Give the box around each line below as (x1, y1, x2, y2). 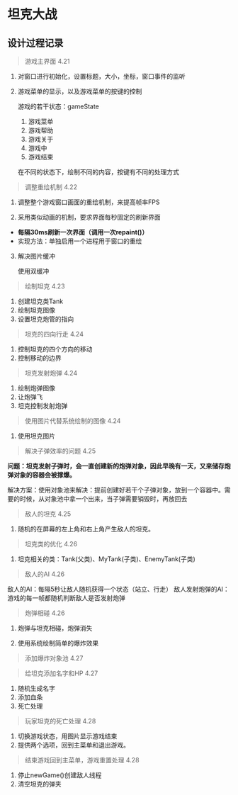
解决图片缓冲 (17, 252, 55, 260)
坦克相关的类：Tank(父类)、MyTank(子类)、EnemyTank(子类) (17, 555, 196, 563)
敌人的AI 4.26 (24, 570, 65, 578)
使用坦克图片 (17, 432, 55, 440)
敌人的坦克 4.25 (24, 509, 72, 518)
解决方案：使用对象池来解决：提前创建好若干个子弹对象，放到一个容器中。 (7, 486, 225, 494)
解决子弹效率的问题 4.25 (24, 447, 96, 455)
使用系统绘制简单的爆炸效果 (17, 639, 99, 647)
